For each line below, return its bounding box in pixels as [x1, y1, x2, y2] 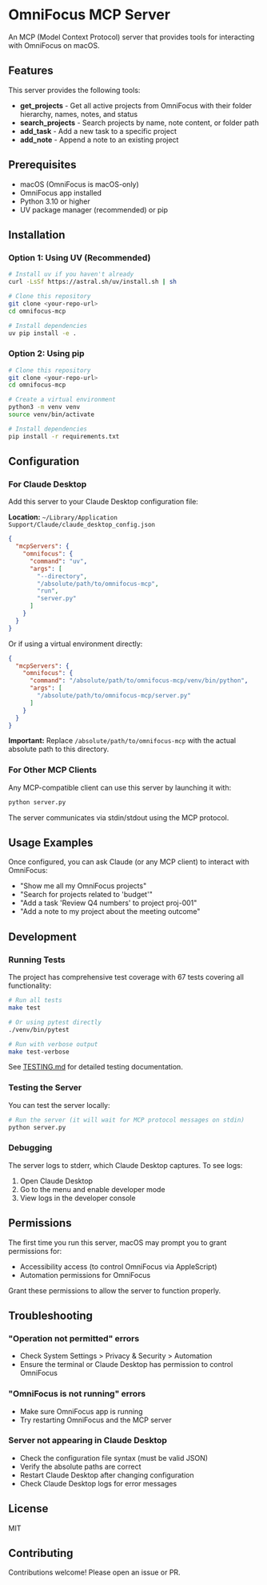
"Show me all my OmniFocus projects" [19, 881, 147, 891]
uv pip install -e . [8, 329, 78, 338]
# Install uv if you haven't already [8, 270, 134, 278]
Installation [8, 228, 66, 241]
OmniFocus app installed [19, 188, 102, 197]
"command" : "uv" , [29, 557, 88, 565]
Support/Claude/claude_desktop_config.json [8, 521, 156, 529]
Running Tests [8, 954, 66, 965]
